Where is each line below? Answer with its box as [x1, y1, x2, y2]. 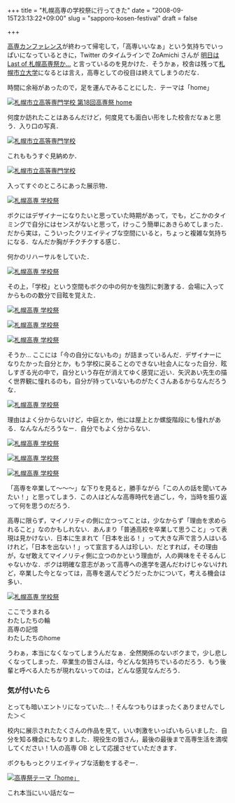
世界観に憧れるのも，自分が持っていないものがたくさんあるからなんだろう [13, 377, 227, 385]
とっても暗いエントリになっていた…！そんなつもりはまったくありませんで [7, 703, 219, 711]
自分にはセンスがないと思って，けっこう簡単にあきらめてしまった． [31, 220, 227, 228]
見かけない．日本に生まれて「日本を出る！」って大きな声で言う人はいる [19, 534, 227, 542]
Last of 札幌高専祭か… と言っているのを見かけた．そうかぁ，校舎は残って [7, 60, 219, 68]
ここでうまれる [7, 607, 50, 616]
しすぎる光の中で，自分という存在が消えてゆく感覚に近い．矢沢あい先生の [7, 368, 222, 377]
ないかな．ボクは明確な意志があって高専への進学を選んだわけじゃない [13, 560, 215, 568]
